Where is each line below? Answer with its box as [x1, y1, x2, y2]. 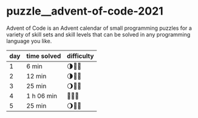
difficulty [66, 52, 94, 60]
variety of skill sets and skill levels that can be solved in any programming [6, 30, 191, 38]
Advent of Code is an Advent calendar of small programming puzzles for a [6, 24, 193, 32]
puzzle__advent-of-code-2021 [6, 4, 164, 18]
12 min [26, 72, 47, 80]
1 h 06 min [26, 91, 58, 100]
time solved [26, 52, 61, 60]
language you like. [6, 37, 52, 44]
